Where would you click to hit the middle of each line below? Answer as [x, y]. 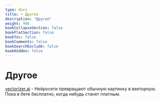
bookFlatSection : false [30, 33]
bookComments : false [26, 42]
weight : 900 [17, 23]
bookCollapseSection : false [34, 28]
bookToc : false [21, 37]
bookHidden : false [24, 51]
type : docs [16, 10]
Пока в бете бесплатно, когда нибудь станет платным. [63, 94]
